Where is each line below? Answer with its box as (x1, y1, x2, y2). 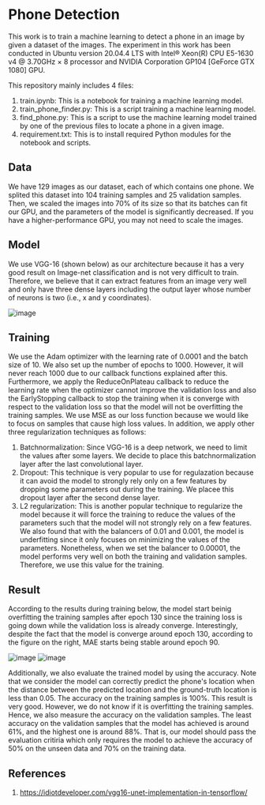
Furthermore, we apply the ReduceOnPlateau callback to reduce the (8, 377, 230, 386)
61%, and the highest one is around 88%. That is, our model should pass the (8, 727, 256, 736)
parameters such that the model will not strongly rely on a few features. (19, 518, 252, 528)
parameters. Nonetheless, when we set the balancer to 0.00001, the (19, 544, 241, 553)
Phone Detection (8, 6, 120, 24)
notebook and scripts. (19, 137, 91, 147)
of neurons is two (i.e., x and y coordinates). (8, 292, 152, 302)
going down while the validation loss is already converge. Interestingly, (8, 621, 238, 630)
